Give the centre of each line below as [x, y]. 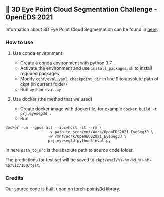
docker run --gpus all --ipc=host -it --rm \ [53, 128]
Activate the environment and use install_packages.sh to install [86, 68]
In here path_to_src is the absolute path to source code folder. [70, 150]
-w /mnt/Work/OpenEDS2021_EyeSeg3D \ [87, 137]
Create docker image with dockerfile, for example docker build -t [89, 109]
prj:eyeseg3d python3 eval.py [79, 141]
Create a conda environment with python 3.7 [66, 63]
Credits [14, 178]
